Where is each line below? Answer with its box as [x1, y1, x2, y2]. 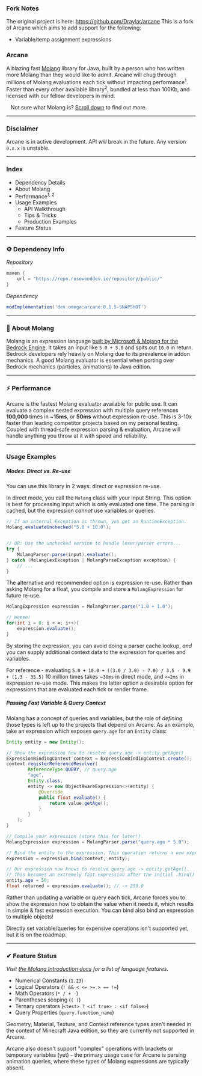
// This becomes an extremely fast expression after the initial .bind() [6, 872, 195, 878]
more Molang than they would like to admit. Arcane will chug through [6, 71, 177, 78]
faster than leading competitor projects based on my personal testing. [6, 419, 179, 426]
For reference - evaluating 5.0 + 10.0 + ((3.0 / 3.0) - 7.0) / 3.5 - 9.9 [6, 666, 191, 674]
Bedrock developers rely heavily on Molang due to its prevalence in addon [6, 350, 191, 358]
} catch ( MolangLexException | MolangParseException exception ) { [6, 557, 176, 563]
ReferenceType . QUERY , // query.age [28, 766, 117, 773]
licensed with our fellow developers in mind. [6, 92, 115, 99]
